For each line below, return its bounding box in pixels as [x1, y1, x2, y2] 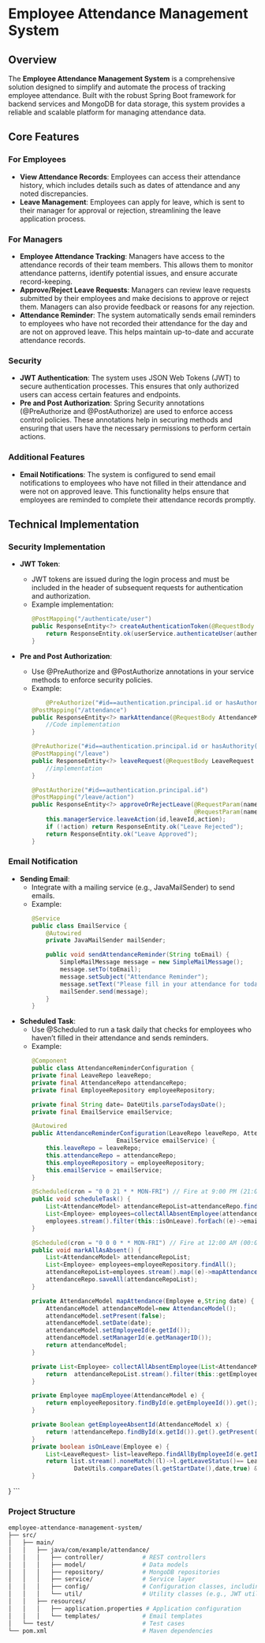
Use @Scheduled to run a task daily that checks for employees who [31, 1025, 252, 1035]
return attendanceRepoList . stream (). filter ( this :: [46, 1370, 219, 1378]
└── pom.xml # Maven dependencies [8, 1626, 214, 1635]
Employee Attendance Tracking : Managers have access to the [19, 251, 225, 261]
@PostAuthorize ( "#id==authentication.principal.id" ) [31, 786, 209, 794]
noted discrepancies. [19, 189, 88, 198]
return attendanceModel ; [46, 1341, 128, 1349]
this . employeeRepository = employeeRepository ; [46, 1159, 205, 1167]
